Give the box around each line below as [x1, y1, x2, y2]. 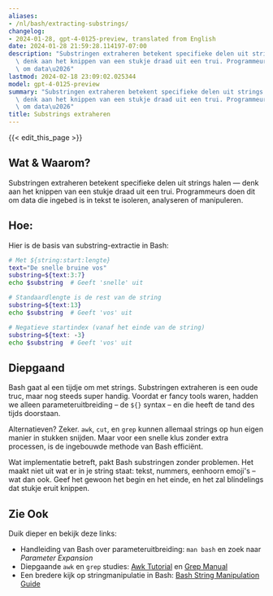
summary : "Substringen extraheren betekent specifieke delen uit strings [8, 87, 264, 96]
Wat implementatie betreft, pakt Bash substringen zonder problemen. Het [8, 458, 254, 467]
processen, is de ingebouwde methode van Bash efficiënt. [8, 441, 203, 452]
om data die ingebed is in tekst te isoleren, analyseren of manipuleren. [8, 195, 244, 204]
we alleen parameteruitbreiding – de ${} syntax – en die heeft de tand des [8, 400, 255, 410]
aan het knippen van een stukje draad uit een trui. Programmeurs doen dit [8, 186, 256, 196]
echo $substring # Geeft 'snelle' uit [8, 278, 144, 287]
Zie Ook [8, 506, 49, 521]
